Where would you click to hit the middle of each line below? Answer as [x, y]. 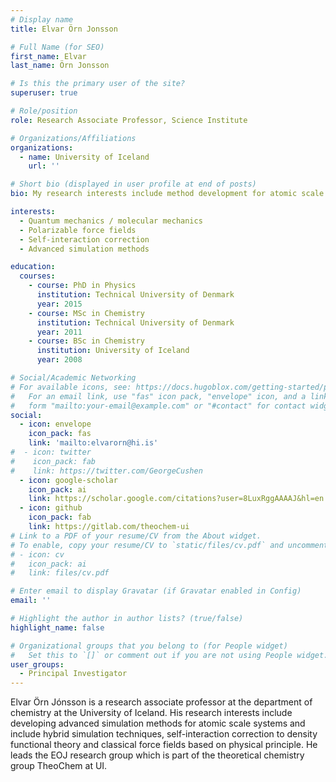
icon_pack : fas [60, 434]
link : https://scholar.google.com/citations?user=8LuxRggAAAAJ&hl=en [176, 499]
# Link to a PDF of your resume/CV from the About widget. [136, 536]
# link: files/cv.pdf [60, 573]
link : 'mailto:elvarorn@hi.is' [93, 443]
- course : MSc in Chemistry [86, 313]
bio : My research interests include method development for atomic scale [167, 194]
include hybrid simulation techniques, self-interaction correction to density [164, 734]
